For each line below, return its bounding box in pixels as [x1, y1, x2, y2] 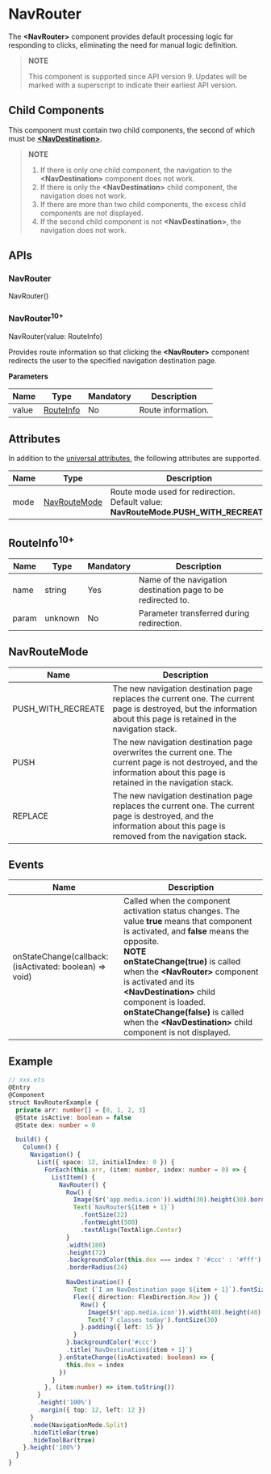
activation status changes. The [123, 905, 240, 917]
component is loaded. [123, 997, 206, 1008]
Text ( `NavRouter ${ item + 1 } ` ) [73, 1203, 175, 1212]
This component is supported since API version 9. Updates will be [27, 71, 248, 81]
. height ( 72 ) [65, 1248, 106, 1256]
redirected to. [138, 594, 190, 605]
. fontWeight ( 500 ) [80, 1218, 139, 1226]
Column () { [23, 1143, 60, 1151]
